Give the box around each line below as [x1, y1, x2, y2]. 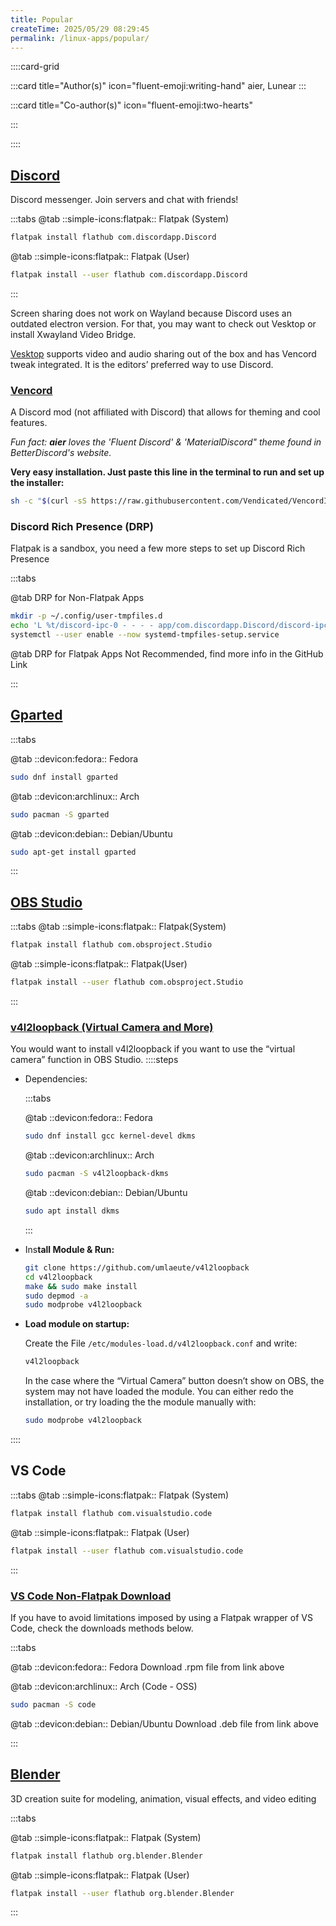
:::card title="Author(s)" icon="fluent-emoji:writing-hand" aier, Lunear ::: [10, 80, 307, 92]
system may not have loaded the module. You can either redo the [24, 1386, 294, 1398]
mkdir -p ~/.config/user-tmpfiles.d [10, 611, 163, 621]
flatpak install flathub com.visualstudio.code [10, 1508, 213, 1518]
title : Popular [10, 14, 74, 25]
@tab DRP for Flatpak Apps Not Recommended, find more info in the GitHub [10, 648, 324, 660]
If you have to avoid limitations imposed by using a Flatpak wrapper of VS [10, 1611, 313, 1623]
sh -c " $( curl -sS [10, 496, 87, 506]
